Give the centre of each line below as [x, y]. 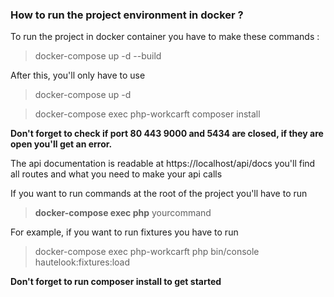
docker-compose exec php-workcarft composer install [147, 114]
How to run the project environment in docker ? [127, 15]
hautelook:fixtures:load [82, 262]
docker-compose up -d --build [98, 56]
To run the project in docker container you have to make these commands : [165, 37]
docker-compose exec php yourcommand [123, 213]
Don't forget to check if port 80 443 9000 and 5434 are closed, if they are [167, 134]
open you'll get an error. [61, 144]
